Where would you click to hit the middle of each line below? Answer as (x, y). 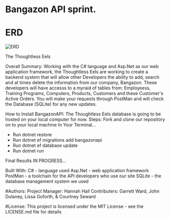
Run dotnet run (28, 151)
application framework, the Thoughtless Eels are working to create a (77, 72)
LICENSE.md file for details (33, 212)
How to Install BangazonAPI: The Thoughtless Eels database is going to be (83, 114)
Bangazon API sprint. (51, 9)
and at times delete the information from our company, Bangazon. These (81, 83)
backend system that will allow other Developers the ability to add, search (82, 77)
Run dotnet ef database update (45, 145)
